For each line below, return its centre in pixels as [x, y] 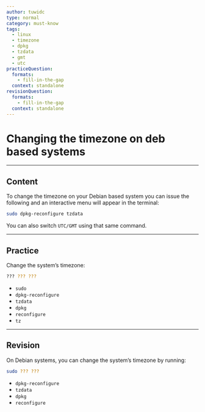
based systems [46, 152]
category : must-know [33, 23]
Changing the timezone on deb [86, 139]
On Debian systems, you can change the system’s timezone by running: [96, 360]
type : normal [23, 18]
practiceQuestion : [30, 69]
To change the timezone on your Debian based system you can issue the [98, 197]
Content [22, 182]
